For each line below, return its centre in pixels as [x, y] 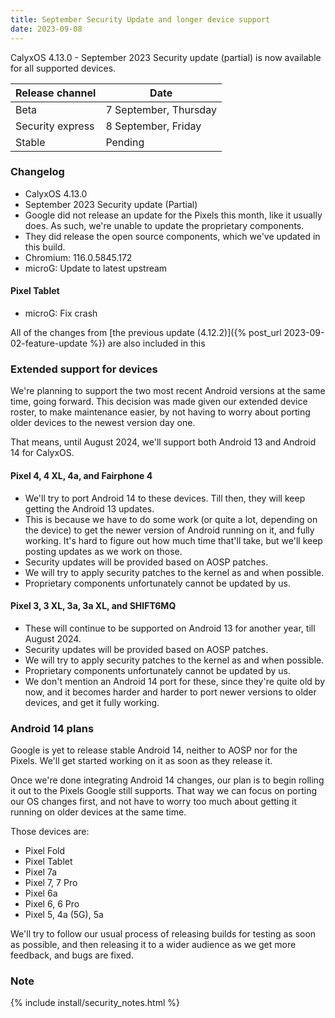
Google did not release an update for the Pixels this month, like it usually [173, 215]
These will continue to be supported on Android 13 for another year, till [170, 628]
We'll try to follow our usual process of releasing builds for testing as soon [163, 934]
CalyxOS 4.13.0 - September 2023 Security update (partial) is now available [166, 57]
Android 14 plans [52, 728]
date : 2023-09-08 [46, 29]
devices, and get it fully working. [92, 702]
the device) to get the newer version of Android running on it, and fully [169, 530]
